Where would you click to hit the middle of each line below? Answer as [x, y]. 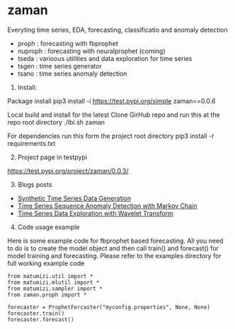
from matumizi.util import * [50, 276]
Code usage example [48, 227]
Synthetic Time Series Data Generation [74, 198]
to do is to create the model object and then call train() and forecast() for [113, 248]
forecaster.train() [36, 313]
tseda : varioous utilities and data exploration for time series [105, 58]
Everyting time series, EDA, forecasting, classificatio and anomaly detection [117, 30]
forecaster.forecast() [41, 319]
